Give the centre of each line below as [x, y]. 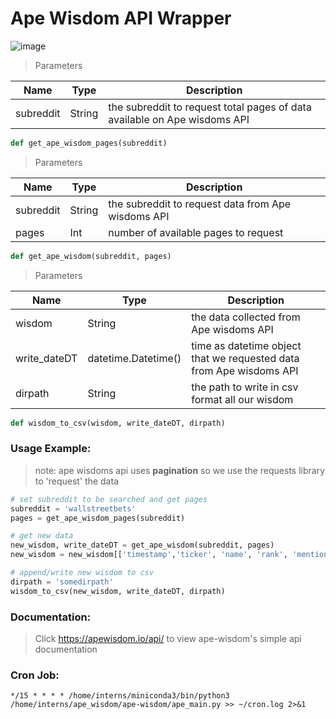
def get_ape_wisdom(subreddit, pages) [91, 256]
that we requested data [245, 358]
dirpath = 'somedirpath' [62, 582]
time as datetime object [246, 345]
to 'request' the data [76, 481]
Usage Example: [51, 449]
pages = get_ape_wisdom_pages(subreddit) [98, 518]
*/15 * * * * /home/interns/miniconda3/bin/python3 [120, 696]
